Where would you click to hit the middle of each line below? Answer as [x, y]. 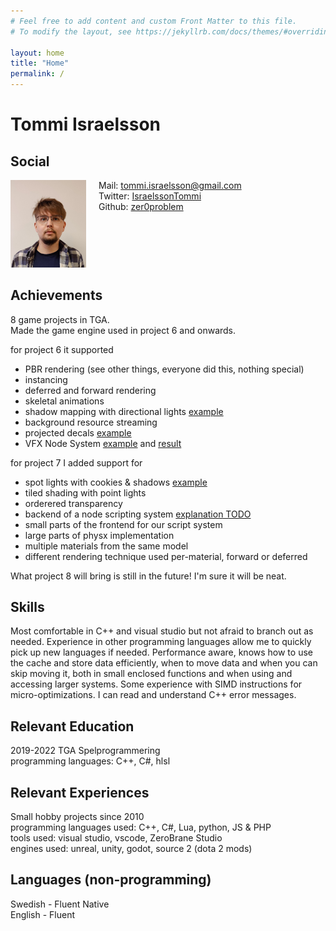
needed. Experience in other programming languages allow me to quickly [161, 642]
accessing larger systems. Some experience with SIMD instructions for [156, 684]
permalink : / [37, 74]
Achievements [56, 295]
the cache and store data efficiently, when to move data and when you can [164, 663]
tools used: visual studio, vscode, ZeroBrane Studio [116, 838]
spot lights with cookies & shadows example [116, 482]
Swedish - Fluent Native [60, 904]
